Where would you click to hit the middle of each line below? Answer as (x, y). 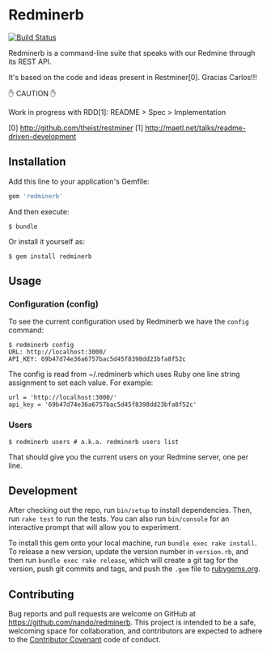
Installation (37, 162)
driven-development (42, 136)
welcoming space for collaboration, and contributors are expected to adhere (135, 631)
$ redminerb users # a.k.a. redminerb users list (94, 442)
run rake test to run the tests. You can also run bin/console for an (119, 519)
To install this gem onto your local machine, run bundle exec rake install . (133, 543)
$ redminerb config (41, 345)
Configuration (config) (53, 303)
